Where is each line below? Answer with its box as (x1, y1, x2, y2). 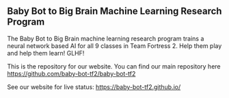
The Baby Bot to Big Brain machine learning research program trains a (7, 34, 204, 42)
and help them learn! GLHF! (7, 49, 85, 57)
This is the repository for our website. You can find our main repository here (7, 62, 221, 71)
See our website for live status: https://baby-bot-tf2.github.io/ (7, 82, 181, 91)
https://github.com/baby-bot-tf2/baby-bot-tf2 (7, 69, 136, 77)
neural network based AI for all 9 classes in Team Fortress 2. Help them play (7, 41, 222, 50)
